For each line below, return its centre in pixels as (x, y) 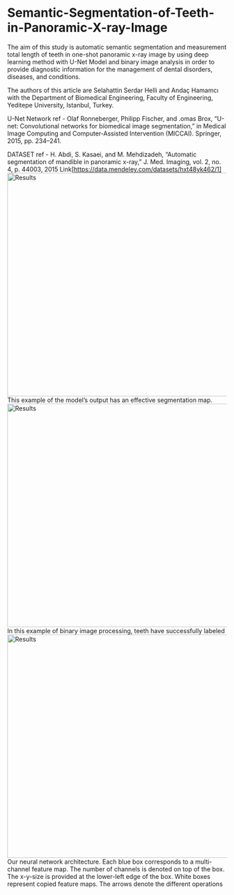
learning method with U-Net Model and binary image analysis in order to (111, 61)
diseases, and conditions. (44, 76)
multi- (203, 861)
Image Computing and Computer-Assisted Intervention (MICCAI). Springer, (114, 133)
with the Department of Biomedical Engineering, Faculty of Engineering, (110, 97)
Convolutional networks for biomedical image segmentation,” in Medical (123, 126)
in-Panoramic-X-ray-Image (87, 28)
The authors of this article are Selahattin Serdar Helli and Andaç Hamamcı (113, 90)
